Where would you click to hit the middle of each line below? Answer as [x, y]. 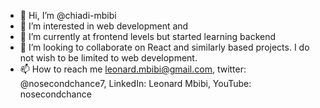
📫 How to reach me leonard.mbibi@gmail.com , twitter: [133, 69]
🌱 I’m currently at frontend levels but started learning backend [148, 36]
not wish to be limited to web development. [108, 58]
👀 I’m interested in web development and [104, 26]
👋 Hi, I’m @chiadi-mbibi [68, 15]
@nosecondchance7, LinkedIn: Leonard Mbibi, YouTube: [135, 83]
